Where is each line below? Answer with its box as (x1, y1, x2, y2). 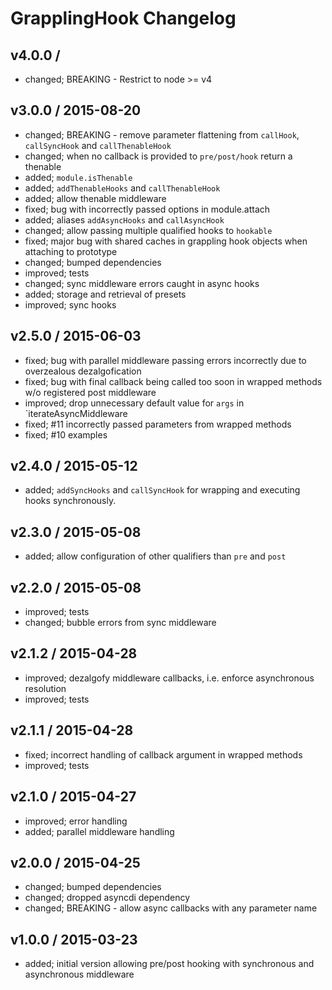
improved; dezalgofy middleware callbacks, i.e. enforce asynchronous (24, 672, 315, 684)
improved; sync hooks (24, 298, 117, 311)
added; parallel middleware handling (24, 825, 175, 837)
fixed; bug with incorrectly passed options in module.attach (24, 203, 271, 215)
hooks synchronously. (24, 495, 117, 507)
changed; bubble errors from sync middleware (24, 617, 217, 629)
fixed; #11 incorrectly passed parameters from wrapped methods (24, 418, 292, 430)
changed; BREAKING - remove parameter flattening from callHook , (24, 128, 300, 141)
